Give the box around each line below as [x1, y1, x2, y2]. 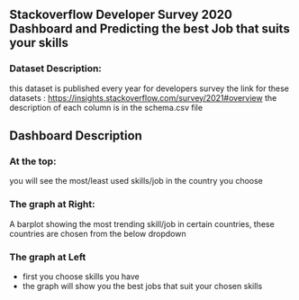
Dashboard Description [9, 128, 142, 143]
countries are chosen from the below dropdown [9, 228, 186, 239]
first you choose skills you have [22, 270, 140, 282]
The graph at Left [9, 250, 86, 263]
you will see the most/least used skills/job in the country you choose [9, 176, 264, 186]
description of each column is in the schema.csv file [9, 102, 204, 113]
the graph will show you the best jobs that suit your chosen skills [22, 280, 263, 291]
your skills [9, 35, 69, 50]
